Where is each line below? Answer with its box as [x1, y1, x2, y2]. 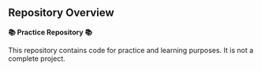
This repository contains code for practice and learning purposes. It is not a [8, 45, 254, 55]
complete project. [8, 54, 65, 63]
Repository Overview [8, 6, 114, 20]
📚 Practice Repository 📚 [8, 27, 93, 37]
